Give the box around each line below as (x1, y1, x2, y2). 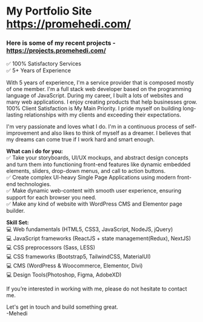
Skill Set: (6, 219, 29, 226)
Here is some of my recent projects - (6, 39, 116, 47)
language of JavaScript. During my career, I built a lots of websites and (6, 92, 184, 99)
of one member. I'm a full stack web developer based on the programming (6, 86, 192, 93)
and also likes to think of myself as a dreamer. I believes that (40, 129, 191, 137)
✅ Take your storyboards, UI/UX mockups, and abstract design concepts (6, 154, 189, 161)
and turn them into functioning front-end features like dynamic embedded (6, 161, 191, 168)
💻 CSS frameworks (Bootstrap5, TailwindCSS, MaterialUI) (6, 253, 151, 260)
